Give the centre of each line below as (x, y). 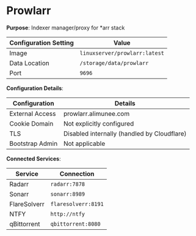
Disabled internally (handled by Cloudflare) (125, 134)
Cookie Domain (31, 123)
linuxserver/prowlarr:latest (122, 53)
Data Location (30, 63)
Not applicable (84, 143)
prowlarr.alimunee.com (96, 113)
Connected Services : (34, 158)
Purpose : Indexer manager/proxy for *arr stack (66, 28)
